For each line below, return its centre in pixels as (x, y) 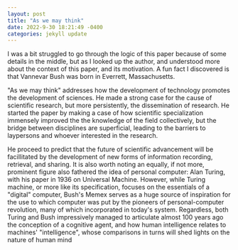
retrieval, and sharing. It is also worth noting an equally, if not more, (106, 165)
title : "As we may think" (45, 21)
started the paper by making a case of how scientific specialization (106, 113)
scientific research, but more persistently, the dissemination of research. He (118, 105)
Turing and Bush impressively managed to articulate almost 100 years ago (115, 217)
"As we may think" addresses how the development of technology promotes (119, 90)
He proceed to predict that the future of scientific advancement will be (110, 149)
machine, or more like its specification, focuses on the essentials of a (108, 187)
